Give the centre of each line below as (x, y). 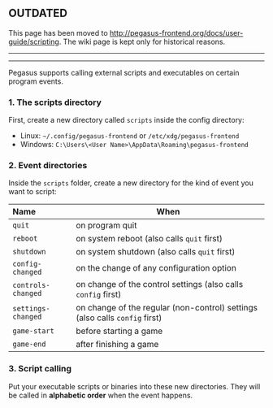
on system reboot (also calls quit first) (149, 239)
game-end (29, 344)
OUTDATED (38, 13)
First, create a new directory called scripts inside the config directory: (127, 120)
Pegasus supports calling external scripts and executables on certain (124, 72)
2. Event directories (48, 166)
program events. (36, 81)
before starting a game (119, 331)
